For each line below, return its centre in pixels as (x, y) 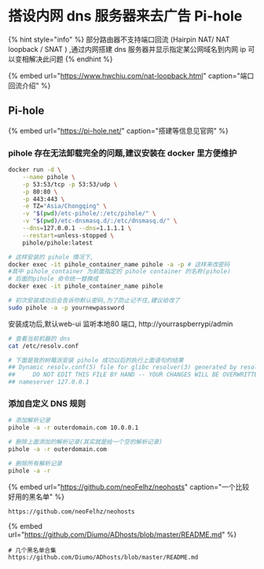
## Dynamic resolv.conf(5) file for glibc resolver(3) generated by (123, 367)
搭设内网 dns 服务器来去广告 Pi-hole (125, 16)
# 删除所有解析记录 (35, 463)
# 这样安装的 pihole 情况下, (51, 257)
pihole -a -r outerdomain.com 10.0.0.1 (73, 428)
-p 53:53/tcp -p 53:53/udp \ (70, 184)
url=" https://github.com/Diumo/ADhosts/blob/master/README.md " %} (123, 534)
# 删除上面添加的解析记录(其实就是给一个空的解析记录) (86, 442)
